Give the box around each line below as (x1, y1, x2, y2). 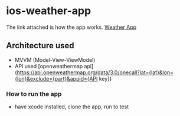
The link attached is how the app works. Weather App (6, 24, 137, 31)
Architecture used (6, 41, 75, 51)
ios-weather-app (6, 4, 91, 18)
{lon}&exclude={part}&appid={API (14, 75, 98, 82)
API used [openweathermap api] (14, 62, 94, 69)
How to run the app (6, 90, 62, 98)
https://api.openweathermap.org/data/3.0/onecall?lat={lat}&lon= (17, 69, 174, 76)
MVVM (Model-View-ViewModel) (14, 56, 96, 63)
